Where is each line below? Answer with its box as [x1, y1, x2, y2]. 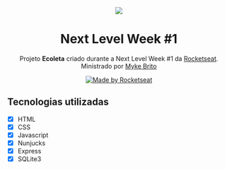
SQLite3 [17, 155, 42, 163]
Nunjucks [17, 139, 46, 147]
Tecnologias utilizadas [7, 96, 109, 108]
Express [17, 147, 42, 155]
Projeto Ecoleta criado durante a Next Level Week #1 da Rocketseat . [19, 54, 219, 63]
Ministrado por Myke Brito [81, 62, 157, 70]
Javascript [17, 131, 49, 139]
